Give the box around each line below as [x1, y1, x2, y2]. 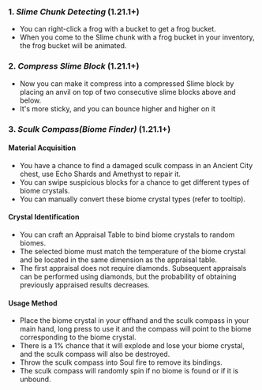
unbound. [19, 374, 51, 384]
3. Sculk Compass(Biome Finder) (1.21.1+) [8, 123, 171, 134]
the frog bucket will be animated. [19, 41, 127, 51]
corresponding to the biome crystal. [19, 332, 137, 342]
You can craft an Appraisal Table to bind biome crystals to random [19, 230, 235, 239]
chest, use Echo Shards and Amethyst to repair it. [19, 169, 182, 178]
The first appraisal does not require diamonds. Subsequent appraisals [19, 263, 247, 272]
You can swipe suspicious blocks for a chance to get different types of [19, 177, 250, 187]
